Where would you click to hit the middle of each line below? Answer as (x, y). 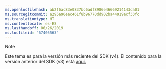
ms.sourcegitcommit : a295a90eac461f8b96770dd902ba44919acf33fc (72, 14)
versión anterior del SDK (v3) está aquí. (46, 61)
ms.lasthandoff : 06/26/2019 (34, 28)
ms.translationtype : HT (30, 19)
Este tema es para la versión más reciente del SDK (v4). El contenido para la (83, 56)
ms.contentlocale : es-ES (31, 23)
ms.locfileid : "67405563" (32, 33)
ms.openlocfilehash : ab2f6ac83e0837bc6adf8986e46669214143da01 (72, 10)
